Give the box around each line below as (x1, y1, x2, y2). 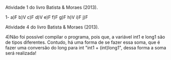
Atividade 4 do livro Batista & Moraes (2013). (5, 24, 100, 30)
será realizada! (5, 50, 37, 56)
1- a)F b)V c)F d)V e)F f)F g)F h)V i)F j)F (5, 14, 88, 20)
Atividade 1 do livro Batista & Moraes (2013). (5, 5, 98, 10)
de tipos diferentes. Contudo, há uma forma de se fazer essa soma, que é (5, 39, 160, 45)
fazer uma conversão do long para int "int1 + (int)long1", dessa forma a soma (5, 45, 166, 50)
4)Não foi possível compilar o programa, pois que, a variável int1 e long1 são (5, 34, 165, 40)
